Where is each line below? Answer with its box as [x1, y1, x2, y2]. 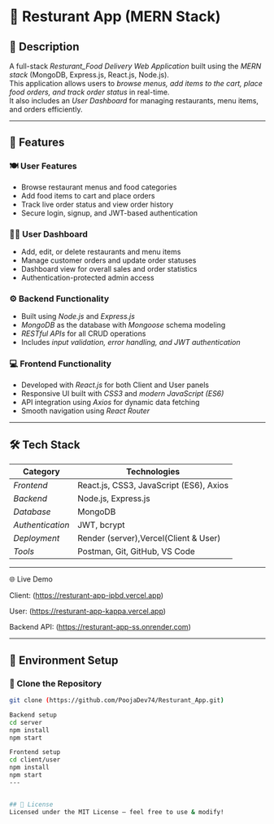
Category [22, 466, 60, 477]
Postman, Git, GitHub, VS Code [77, 546, 196, 557]
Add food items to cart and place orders [20, 190, 155, 200]
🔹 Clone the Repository [9, 678, 102, 689]
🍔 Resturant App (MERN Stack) [9, 7, 221, 26]
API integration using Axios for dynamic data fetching [20, 397, 200, 407]
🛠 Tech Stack [9, 438, 80, 451]
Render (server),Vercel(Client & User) [77, 533, 221, 544]
